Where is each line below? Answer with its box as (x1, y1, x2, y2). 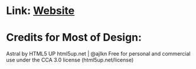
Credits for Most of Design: (6, 31, 142, 44)
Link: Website (6, 4, 75, 18)
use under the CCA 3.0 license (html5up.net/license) (6, 57, 134, 64)
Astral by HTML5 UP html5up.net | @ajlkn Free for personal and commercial (6, 50, 191, 57)
